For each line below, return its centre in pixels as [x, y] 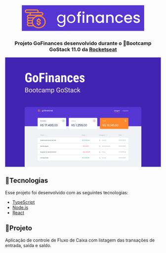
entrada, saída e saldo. [28, 245]
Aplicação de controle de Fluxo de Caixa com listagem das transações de [80, 240]
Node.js [20, 207]
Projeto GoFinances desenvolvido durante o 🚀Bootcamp [83, 43]
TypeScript [23, 202]
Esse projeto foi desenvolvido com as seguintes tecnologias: [67, 192]
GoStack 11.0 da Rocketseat [83, 49]
